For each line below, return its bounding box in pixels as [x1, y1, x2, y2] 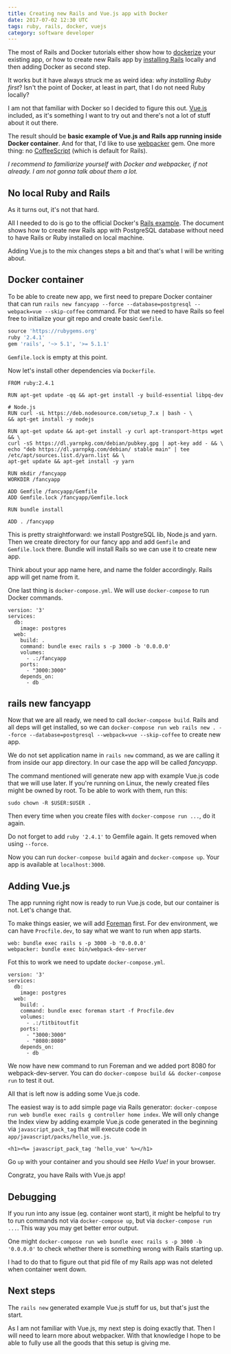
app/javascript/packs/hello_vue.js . [8, 1132, 112, 1141]
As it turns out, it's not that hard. [8, 206, 99, 214]
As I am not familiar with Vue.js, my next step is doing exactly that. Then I [8, 1324, 215, 1332]
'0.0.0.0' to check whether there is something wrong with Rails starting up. [8, 1244, 223, 1253]
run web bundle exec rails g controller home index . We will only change [8, 1110, 219, 1119]
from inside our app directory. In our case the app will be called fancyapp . [8, 759, 218, 767]
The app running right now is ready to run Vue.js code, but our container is [8, 899, 219, 907]
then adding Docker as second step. [8, 63, 111, 71]
